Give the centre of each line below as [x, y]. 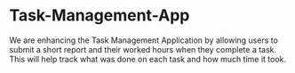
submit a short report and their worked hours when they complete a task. [143, 49]
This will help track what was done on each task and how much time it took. [148, 59]
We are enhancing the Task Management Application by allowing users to [144, 40]
